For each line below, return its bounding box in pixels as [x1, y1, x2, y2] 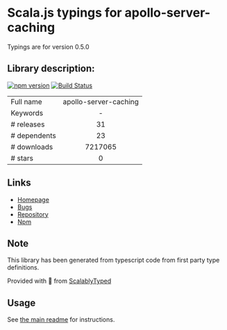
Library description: [7, 63, 95, 74]
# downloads [10, 142, 53, 151]
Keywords [10, 108, 44, 117]
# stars [10, 153, 33, 163]
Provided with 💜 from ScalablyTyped [7, 277, 112, 286]
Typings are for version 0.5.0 [7, 42, 90, 51]
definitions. [7, 263, 40, 272]
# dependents [10, 131, 57, 140]
